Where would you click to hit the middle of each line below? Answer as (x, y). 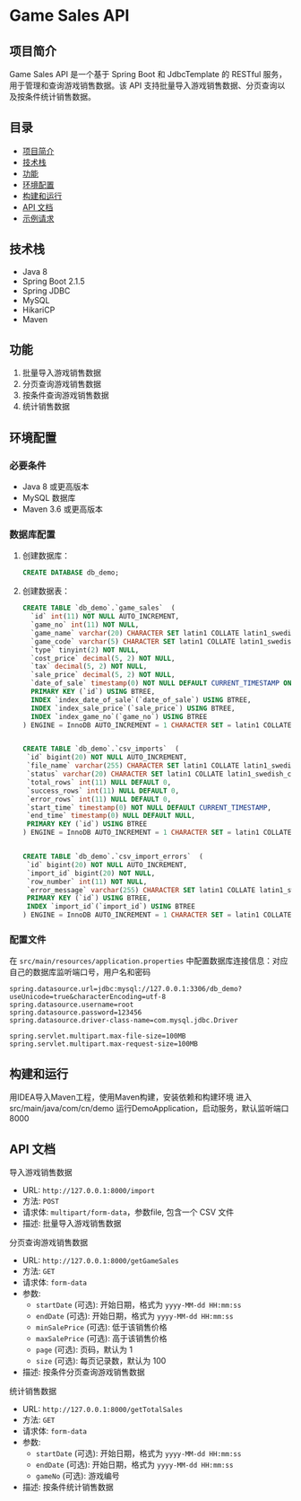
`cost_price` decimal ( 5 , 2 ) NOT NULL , (103, 658)
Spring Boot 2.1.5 (53, 281)
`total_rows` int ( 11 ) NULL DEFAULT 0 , (99, 782)
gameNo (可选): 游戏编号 (77, 1475)
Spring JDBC (46, 290)
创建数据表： (46, 591)
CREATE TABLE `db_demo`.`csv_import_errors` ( (112, 857)
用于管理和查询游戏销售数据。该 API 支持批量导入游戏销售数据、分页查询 (143, 85)
